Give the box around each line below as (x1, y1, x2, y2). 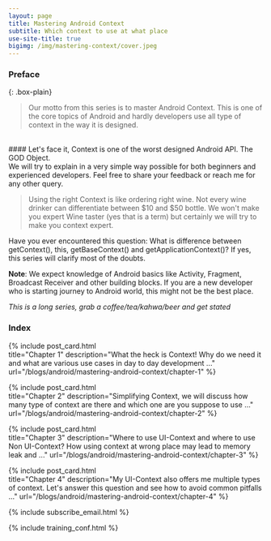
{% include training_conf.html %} (8, 522, 119, 532)
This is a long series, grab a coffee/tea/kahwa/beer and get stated (8, 302, 231, 312)
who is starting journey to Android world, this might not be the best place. (8, 286, 254, 296)
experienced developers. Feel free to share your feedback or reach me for (8, 170, 256, 180)
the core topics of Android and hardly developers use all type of (28, 111, 242, 122)
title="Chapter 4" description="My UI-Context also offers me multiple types (8, 474, 260, 483)
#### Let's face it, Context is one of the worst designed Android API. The (8, 144, 253, 154)
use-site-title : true (8, 34, 82, 43)
